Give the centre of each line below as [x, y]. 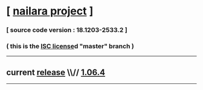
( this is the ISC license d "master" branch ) [70, 47]
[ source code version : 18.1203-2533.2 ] [67, 30]
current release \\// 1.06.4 [56, 72]
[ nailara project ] [50, 11]
